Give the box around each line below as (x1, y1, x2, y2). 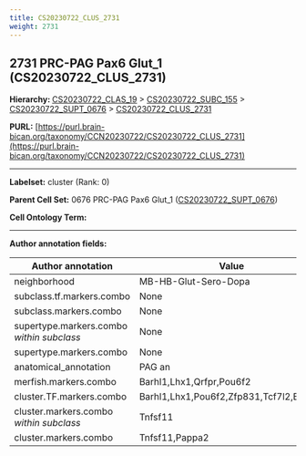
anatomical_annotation (14, 361, 111, 374)
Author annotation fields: (9, 238, 107, 249)
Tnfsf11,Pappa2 (138, 431, 209, 444)
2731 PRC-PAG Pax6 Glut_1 (9, 56, 163, 71)
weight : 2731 (9, 22, 59, 31)
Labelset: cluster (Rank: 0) (9, 177, 110, 188)
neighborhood (14, 275, 76, 288)
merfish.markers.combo (14, 376, 117, 389)
